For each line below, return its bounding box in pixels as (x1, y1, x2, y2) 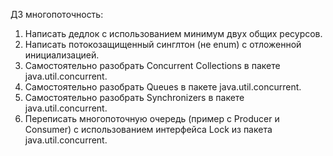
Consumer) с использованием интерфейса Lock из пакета (24, 124, 273, 135)
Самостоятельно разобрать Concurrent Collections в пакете (24, 60, 281, 71)
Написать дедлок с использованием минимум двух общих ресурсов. (24, 28, 323, 39)
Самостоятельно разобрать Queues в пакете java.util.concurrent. (24, 81, 302, 93)
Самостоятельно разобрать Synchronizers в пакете (24, 92, 245, 103)
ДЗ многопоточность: (10, 9, 104, 20)
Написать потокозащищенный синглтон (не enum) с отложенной (24, 39, 302, 50)
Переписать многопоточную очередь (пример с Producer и (24, 113, 280, 124)
